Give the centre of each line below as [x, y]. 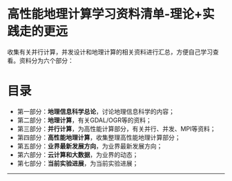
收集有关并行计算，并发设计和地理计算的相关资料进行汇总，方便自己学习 [110, 52]
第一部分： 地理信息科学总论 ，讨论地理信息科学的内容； [96, 111]
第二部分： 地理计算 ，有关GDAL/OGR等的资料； [84, 120]
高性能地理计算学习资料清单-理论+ [105, 14]
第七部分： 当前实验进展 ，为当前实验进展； [78, 163]
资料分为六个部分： [46, 60]
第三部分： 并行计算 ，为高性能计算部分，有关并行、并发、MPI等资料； [116, 128]
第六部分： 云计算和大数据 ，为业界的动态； [78, 154]
